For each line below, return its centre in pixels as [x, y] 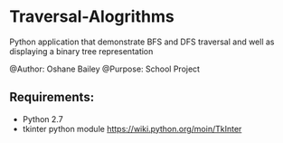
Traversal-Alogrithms [92, 17]
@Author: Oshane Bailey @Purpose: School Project [105, 69]
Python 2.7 [42, 119]
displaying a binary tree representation [81, 51]
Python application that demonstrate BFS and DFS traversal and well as [142, 42]
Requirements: [52, 97]
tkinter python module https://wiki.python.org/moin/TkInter [132, 129]
